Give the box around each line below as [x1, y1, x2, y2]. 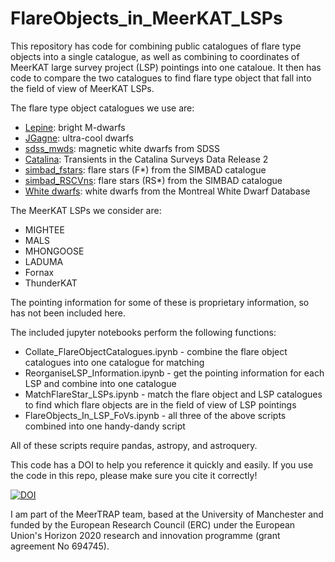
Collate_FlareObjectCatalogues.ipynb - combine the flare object [24, 345, 288, 357]
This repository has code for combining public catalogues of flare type [10, 40, 302, 52]
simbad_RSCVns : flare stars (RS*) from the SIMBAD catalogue [24, 174, 283, 186]
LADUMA [24, 255, 64, 267]
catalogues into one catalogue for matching [24, 356, 205, 368]
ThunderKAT [24, 277, 78, 289]
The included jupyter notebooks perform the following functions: [10, 326, 277, 338]
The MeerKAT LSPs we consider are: [10, 204, 162, 216]
